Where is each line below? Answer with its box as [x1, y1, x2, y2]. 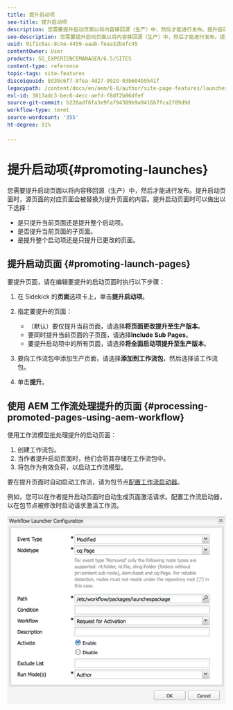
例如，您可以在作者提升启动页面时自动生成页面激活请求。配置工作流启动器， [7, 493, 226, 501]
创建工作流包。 [17, 445, 60, 454]
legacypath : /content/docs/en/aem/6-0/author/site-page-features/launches [7, 84, 228, 92]
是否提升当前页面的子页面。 [17, 227, 97, 235]
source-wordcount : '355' [7, 114, 79, 121]
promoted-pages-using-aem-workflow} [7, 411, 185, 423]
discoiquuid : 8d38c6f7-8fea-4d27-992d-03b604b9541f [7, 77, 159, 84]
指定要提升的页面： [17, 307, 73, 316]
